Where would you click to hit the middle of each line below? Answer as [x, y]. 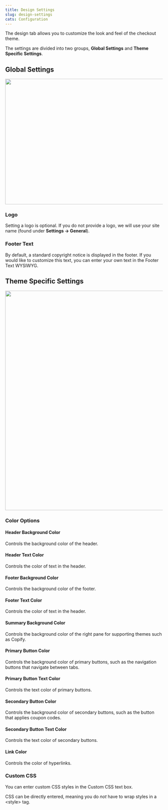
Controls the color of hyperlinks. [38, 763]
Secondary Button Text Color [36, 729]
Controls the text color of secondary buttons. [52, 740]
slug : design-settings [29, 15]
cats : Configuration [27, 19]
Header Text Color [24, 555]
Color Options [22, 520]
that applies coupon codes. [33, 718]
